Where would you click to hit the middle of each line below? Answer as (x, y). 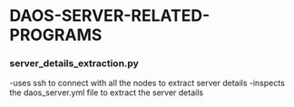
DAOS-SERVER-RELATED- (110, 16)
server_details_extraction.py (74, 63)
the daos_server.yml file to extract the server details (107, 92)
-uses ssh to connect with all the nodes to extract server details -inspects (147, 83)
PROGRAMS (56, 35)
